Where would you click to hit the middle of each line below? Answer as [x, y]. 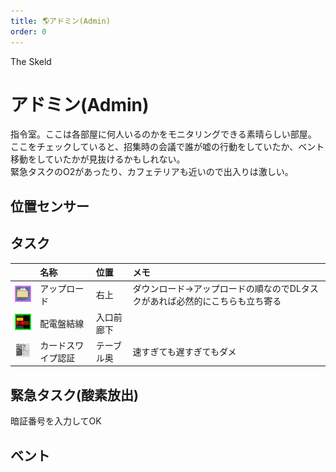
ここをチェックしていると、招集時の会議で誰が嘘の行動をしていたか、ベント [167, 147]
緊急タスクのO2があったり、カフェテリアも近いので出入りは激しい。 [152, 172]
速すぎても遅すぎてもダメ [184, 351]
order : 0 [28, 31]
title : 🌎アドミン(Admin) [60, 21]
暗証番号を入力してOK [56, 421]
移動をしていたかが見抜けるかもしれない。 [98, 159]
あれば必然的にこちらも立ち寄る [215, 301]
